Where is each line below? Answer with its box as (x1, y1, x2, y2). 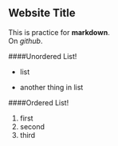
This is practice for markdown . (8, 27, 110, 37)
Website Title (8, 6, 76, 20)
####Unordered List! (8, 51, 77, 61)
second (19, 121, 45, 131)
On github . (8, 36, 43, 45)
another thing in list (19, 82, 84, 92)
